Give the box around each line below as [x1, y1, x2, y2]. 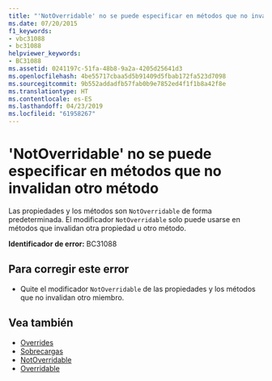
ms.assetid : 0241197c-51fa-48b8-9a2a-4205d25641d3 [8, 65, 183, 73]
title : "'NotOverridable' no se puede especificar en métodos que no [8, 11, 249, 20]
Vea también [8, 316, 74, 330]
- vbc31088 [8, 34, 45, 43]
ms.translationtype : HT [8, 87, 89, 96]
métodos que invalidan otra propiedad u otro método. [8, 223, 186, 233]
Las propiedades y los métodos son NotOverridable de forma [8, 206, 212, 216]
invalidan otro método [8, 179, 159, 198]
